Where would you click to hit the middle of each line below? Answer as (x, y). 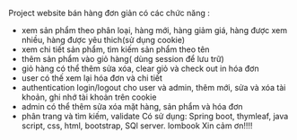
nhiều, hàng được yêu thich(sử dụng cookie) (103, 40)
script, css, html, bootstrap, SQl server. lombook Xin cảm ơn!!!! (137, 126)
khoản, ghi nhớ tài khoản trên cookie (89, 97)
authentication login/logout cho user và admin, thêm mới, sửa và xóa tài (153, 87)
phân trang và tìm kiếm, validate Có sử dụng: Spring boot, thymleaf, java (155, 116)
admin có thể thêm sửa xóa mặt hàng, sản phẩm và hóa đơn (132, 106)
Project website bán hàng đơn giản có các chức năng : (109, 13)
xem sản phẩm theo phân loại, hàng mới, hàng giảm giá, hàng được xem (154, 30)
